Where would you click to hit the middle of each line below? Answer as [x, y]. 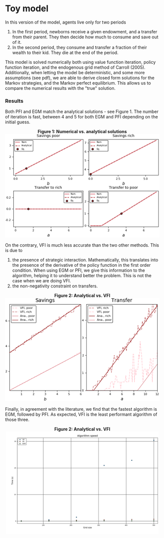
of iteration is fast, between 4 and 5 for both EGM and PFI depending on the [82, 117]
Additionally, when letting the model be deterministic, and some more [75, 72]
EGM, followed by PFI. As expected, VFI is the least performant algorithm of [81, 414]
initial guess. [18, 122]
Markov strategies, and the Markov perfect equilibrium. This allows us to [78, 83]
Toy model [27, 9]
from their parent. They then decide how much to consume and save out [85, 37]
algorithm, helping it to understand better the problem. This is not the [82, 276]
